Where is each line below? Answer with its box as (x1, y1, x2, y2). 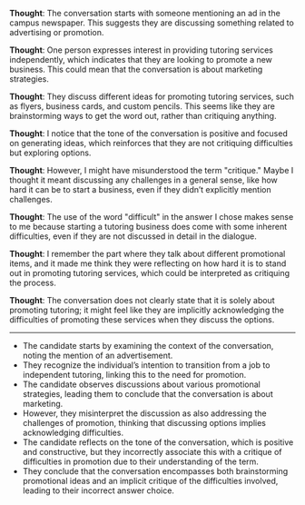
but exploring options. (9, 147, 92, 158)
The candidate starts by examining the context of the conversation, (22, 341, 274, 351)
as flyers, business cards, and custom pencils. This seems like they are (9, 101, 275, 112)
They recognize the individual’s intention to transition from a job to (22, 360, 271, 371)
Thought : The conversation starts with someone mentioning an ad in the (9, 8, 281, 18)
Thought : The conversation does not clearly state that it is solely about (9, 295, 275, 305)
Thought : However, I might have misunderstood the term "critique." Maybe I (9, 165, 294, 175)
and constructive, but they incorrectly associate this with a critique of (22, 447, 282, 457)
